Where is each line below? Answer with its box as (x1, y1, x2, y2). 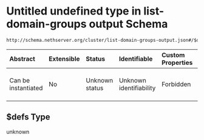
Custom (161, 50, 185, 59)
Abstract (9, 55, 35, 63)
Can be (9, 76, 30, 84)
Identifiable (118, 55, 153, 63)
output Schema (89, 17, 168, 31)
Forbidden (161, 80, 191, 88)
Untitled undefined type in (6, 4, 141, 18)
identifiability (118, 84, 156, 92)
